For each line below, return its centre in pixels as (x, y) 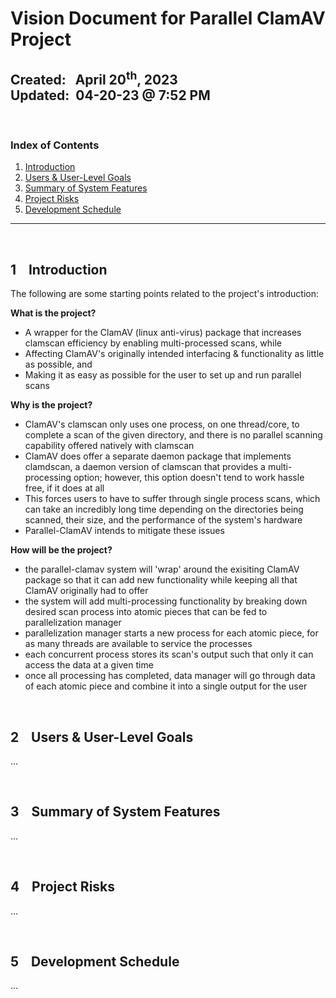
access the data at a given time (89, 665)
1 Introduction (59, 269)
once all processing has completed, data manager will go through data (170, 676)
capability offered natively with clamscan (109, 446)
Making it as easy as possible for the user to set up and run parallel (163, 375)
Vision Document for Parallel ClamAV (168, 18)
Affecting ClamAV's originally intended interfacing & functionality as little (174, 354)
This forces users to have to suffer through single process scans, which (172, 499)
